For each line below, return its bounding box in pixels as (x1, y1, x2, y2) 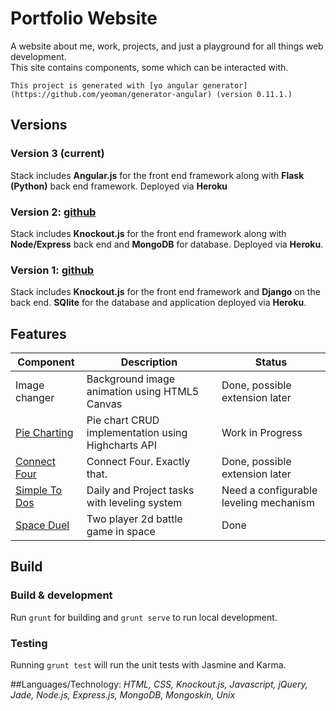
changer (15, 391, 55, 405)
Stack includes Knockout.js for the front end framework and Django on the (10, 286, 321, 298)
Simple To (15, 483, 63, 497)
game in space (86, 525, 156, 539)
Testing (10, 636, 48, 650)
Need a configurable (221, 483, 318, 497)
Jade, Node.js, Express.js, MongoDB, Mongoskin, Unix (10, 689, 236, 701)
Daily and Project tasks (86, 483, 195, 497)
